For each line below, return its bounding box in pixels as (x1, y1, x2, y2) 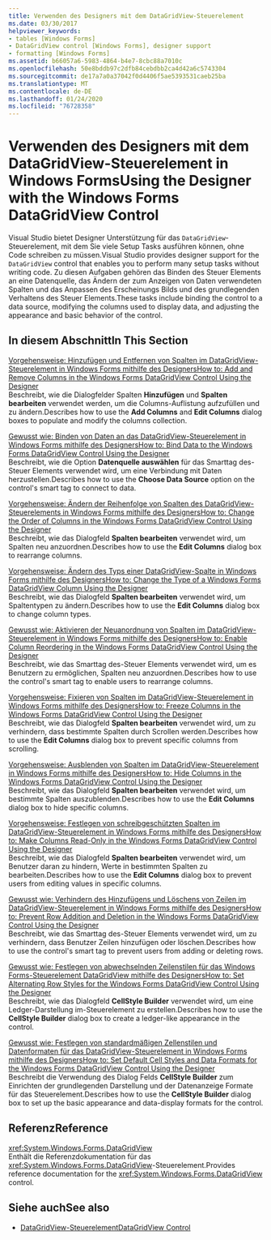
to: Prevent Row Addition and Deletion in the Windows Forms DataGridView (8, 911, 259, 921)
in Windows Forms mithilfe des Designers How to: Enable (58, 633, 248, 643)
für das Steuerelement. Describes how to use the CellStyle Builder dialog (8, 1089, 252, 1099)
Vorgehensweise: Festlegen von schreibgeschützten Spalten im (8, 818, 221, 827)
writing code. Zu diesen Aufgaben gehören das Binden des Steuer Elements (8, 267, 261, 277)
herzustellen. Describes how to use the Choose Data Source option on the (8, 474, 255, 484)
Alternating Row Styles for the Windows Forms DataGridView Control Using (8, 978, 260, 989)
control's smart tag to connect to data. (8, 483, 137, 493)
